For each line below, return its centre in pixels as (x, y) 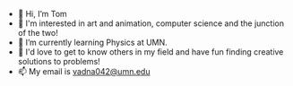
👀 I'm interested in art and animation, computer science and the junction (151, 23)
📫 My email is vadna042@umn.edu (84, 71)
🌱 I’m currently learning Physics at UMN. (92, 42)
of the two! (38, 33)
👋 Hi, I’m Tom (42, 14)
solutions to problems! (59, 61)
